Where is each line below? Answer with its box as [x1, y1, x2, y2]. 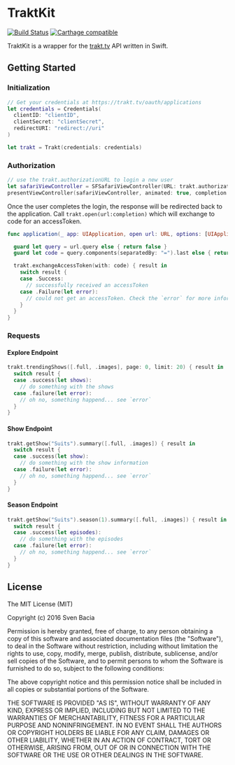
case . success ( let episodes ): [13, 529, 101, 536]
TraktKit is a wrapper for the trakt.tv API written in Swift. [7, 41, 169, 50]
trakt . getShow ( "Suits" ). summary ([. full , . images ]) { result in [7, 440, 196, 447]
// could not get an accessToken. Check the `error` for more [25, 295, 211, 302]
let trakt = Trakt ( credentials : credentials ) [7, 143, 142, 151]
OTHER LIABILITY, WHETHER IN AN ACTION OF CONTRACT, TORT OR [7, 736, 211, 744]
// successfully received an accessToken [25, 281, 149, 288]
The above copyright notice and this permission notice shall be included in [7, 678, 222, 686]
